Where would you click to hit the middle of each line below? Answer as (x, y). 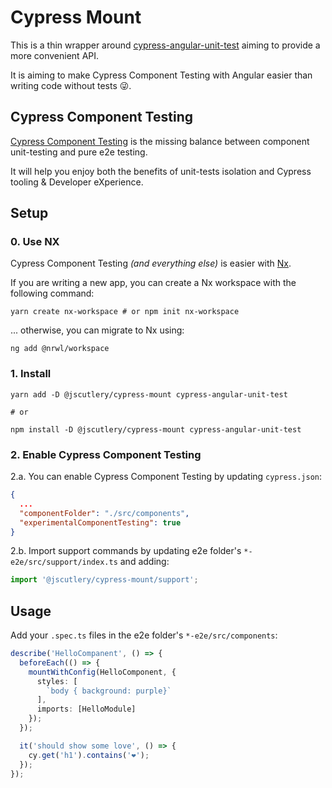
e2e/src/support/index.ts (64, 562)
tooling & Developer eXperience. (77, 182)
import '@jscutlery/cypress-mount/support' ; (104, 580)
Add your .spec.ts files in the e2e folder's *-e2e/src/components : (144, 635)
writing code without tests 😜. (71, 85)
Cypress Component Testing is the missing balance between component (160, 141)
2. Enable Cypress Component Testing (106, 454)
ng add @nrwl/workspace (60, 349)
